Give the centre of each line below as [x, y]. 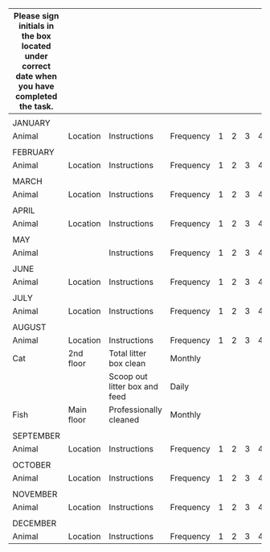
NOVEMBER [35, 494]
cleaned [124, 420]
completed [36, 96]
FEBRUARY [33, 152]
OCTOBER [32, 465]
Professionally [135, 410]
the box [36, 36]
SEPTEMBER [36, 436]
